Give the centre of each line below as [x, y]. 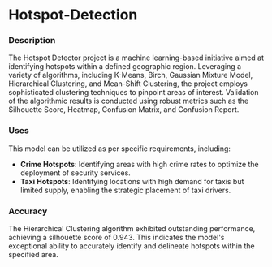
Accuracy [28, 211]
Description [32, 41]
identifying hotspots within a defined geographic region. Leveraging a [125, 67]
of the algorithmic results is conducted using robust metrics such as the [129, 101]
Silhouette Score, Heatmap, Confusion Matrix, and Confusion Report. [124, 110]
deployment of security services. [76, 173]
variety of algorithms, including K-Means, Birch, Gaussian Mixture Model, [131, 75]
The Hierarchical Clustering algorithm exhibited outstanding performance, [132, 229]
